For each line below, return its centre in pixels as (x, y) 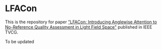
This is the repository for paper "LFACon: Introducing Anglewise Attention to (81, 22)
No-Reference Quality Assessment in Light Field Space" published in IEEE (79, 27)
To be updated (20, 41)
